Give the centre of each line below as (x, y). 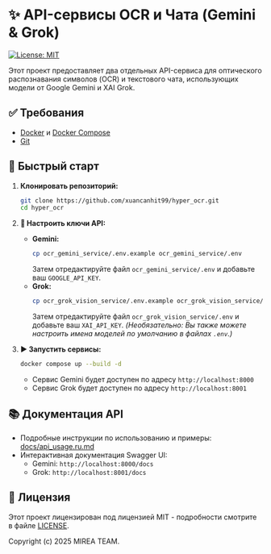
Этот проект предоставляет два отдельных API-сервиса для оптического (135, 70)
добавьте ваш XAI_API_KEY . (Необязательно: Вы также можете (140, 325)
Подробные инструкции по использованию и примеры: (116, 438)
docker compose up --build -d (71, 364)
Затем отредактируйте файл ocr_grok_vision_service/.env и (135, 317)
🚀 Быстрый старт (54, 167)
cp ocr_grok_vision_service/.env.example (102, 301)
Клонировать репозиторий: (69, 185)
